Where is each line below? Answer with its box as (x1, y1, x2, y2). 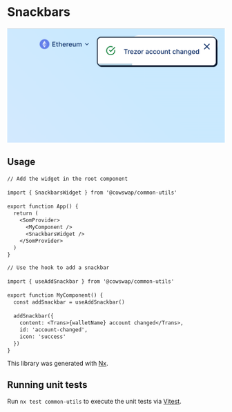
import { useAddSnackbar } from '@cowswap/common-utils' (7, 277, 175, 285)
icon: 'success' (19, 333, 67, 340)
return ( (13, 210, 39, 217)
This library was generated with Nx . (7, 359, 108, 367)
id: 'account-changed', (19, 326, 88, 333)
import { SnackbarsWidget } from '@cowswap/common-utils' (7, 189, 177, 196)
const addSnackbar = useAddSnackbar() (13, 298, 126, 306)
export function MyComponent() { (7, 291, 104, 299)
